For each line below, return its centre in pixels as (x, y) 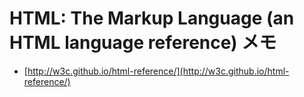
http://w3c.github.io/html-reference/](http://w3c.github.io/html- (158, 71)
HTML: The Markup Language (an (152, 18)
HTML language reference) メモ (143, 43)
